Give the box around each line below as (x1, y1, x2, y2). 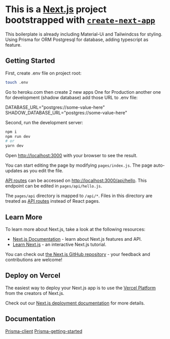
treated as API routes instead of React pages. (5, 198, 100, 204)
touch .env (5, 80, 28, 85)
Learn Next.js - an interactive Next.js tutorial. (12, 241, 107, 247)
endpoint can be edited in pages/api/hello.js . (5, 183, 103, 189)
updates (5, 168, 23, 174)
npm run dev (5, 134, 30, 139)
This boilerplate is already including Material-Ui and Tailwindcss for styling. (5, 31, 162, 37)
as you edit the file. (23, 168, 63, 174)
